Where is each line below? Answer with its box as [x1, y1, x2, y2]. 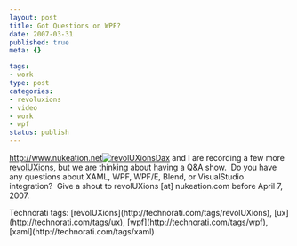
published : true [9, 37, 69, 47]
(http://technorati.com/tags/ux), [9, 217, 126, 227]
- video [9, 103, 38, 112]
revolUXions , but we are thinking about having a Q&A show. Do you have [9, 162, 277, 172]
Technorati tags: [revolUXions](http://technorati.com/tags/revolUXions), [9, 208, 273, 218]
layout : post [9, 12, 58, 22]
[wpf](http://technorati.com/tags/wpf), [127, 217, 269, 227]
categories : [9, 86, 53, 96]
